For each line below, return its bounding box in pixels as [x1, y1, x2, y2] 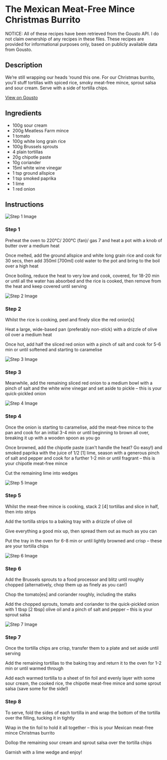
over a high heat [5, 263, 39, 269]
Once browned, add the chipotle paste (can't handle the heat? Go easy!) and [5, 444, 163, 450]
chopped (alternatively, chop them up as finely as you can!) [5, 582, 128, 588]
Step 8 [5, 698, 21, 705]
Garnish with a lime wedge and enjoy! [5, 749, 82, 755]
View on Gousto [5, 94, 38, 100]
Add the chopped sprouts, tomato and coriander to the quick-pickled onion [5, 601, 160, 607]
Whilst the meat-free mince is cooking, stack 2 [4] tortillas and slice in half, [5, 503, 159, 509]
